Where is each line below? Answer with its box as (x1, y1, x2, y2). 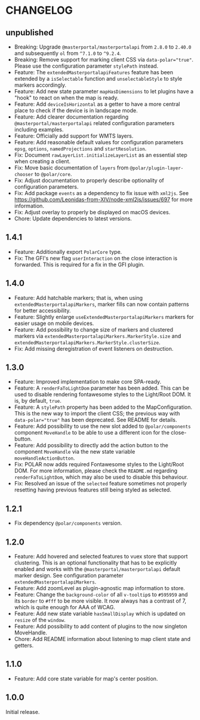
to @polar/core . (34, 171, 72, 177)
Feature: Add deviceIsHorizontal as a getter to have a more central (14, 101, 180, 108)
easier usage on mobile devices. (14, 320, 94, 327)
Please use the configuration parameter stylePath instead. (14, 62, 159, 69)
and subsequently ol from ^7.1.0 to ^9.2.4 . (14, 50, 122, 57)
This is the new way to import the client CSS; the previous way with (14, 410, 180, 417)
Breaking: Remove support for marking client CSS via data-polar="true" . (14, 56, 193, 63)
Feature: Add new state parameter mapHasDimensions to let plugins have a (14, 88, 194, 95)
